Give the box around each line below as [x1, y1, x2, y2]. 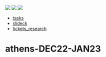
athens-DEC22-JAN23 [5, 43, 101, 54]
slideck [12, 20, 27, 26]
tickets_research [12, 25, 47, 31]
